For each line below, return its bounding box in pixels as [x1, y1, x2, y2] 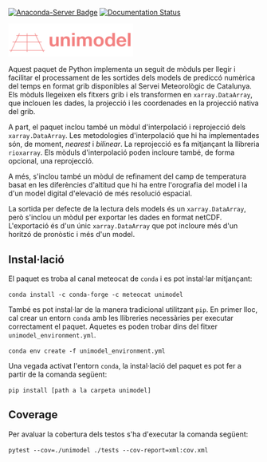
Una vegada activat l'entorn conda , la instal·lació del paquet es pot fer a [8, 361, 241, 371]
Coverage [8, 408, 58, 422]
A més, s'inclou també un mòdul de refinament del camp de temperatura [8, 172, 247, 181]
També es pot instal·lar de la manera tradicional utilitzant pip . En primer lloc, [8, 305, 257, 314]
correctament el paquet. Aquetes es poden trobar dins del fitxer [8, 322, 218, 331]
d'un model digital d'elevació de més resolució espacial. [8, 188, 193, 199]
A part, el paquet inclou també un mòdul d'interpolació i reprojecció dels [8, 122, 246, 132]
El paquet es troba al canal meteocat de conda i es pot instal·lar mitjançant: [8, 274, 253, 283]
